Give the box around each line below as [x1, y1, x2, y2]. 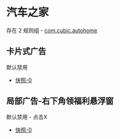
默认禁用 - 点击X [6, 113, 47, 120]
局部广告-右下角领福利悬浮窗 [6, 96, 114, 106]
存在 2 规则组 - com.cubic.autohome [6, 27, 98, 34]
